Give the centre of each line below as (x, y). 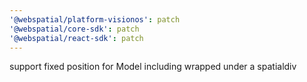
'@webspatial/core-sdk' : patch (74, 29)
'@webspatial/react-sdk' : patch (76, 38)
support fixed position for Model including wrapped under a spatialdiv (153, 67)
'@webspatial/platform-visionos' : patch (95, 19)
